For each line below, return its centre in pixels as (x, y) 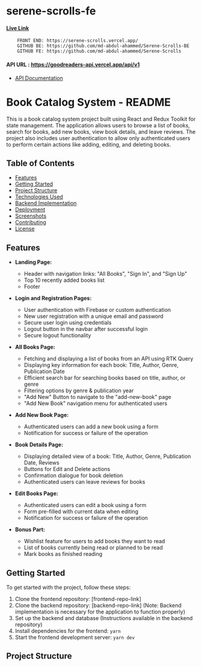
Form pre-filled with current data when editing (81, 511)
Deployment (30, 210)
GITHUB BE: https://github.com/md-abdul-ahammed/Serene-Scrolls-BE (103, 46)
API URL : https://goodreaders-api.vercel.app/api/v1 (73, 64)
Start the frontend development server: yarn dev (75, 637)
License (25, 229)
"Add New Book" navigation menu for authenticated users (96, 403)
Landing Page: (33, 262)
